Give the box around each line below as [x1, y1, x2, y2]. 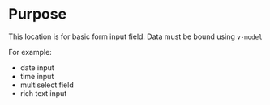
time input [19, 71, 54, 81]
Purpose [8, 5, 67, 23]
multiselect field [19, 80, 75, 90]
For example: [8, 47, 53, 57]
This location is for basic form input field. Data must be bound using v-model [8, 31, 263, 41]
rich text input [19, 88, 67, 98]
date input [19, 62, 54, 73]
